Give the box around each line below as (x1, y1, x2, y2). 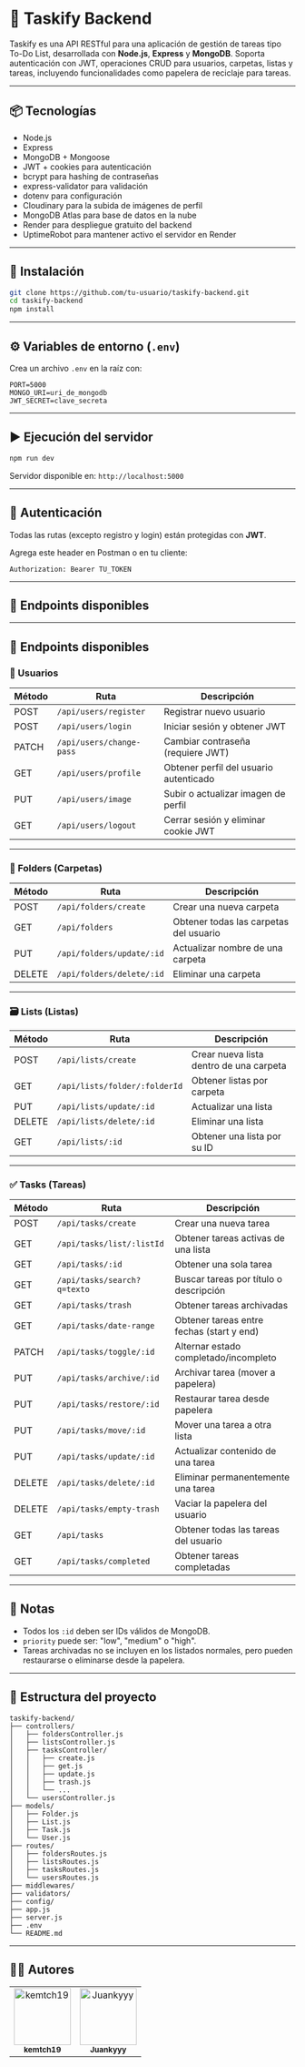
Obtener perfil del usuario (163, 761, 274, 773)
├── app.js (9, 1905, 51, 1914)
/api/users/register (56, 707, 146, 717)
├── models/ (9, 1801, 54, 1810)
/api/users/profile (56, 769, 142, 778)
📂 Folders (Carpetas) (9, 861, 103, 874)
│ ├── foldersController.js (9, 1729, 124, 1738)
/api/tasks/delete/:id (56, 1477, 155, 1488)
